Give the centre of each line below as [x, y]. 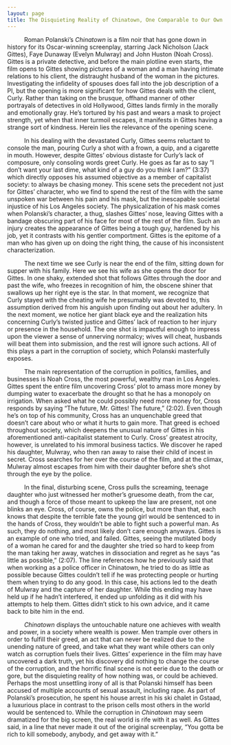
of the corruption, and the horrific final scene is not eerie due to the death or [115, 668]
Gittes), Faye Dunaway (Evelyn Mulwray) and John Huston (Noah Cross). [110, 54]
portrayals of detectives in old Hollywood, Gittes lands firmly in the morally [113, 105]
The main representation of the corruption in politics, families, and [117, 371]
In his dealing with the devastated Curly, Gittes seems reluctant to [117, 140]
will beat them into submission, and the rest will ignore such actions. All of [112, 344]
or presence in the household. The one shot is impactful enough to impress [113, 329]
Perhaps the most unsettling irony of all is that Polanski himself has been [110, 683]
